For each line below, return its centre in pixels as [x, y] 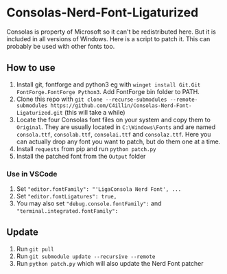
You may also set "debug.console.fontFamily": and [89, 203]
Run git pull [35, 249]
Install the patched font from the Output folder [81, 156]
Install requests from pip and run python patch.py [86, 148]
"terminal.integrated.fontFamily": [67, 212]
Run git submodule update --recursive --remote [86, 256]
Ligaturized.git [39, 113]
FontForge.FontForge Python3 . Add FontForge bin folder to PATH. [108, 91]
